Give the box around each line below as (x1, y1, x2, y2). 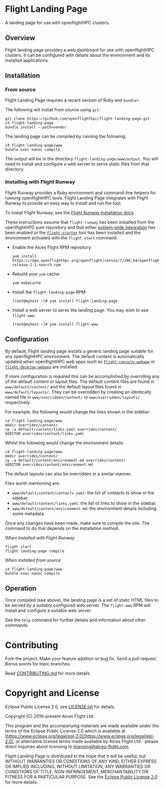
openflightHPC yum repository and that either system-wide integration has (5, 224, 156, 230)
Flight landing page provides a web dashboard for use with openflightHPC (5, 47, 155, 52)
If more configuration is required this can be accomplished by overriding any (5, 373, 160, 379)
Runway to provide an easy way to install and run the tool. (5, 200, 122, 206)
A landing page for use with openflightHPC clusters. (5, 20, 110, 25)
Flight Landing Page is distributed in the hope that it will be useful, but (5, 753, 146, 759)
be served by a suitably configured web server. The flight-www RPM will (5, 602, 151, 609)
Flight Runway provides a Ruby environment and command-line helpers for (5, 190, 157, 196)
